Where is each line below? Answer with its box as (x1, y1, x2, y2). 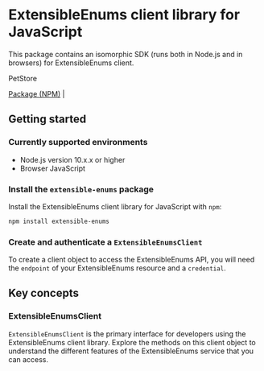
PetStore (8, 73, 38, 83)
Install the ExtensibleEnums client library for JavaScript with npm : (8, 201, 222, 211)
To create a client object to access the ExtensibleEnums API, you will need (8, 255, 255, 265)
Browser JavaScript (19, 163, 86, 173)
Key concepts (8, 286, 79, 300)
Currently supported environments (8, 137, 148, 148)
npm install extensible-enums (8, 217, 110, 225)
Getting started (8, 113, 87, 126)
